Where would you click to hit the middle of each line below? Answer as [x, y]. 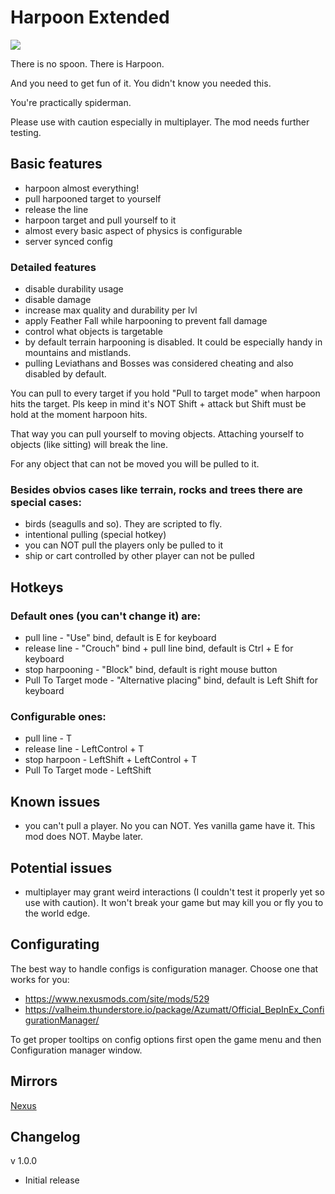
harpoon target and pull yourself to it [100, 220]
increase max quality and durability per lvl [111, 310]
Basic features [56, 164]
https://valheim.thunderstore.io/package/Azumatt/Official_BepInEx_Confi [174, 1009]
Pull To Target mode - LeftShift [88, 770]
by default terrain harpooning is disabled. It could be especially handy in [173, 342]
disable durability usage [74, 289]
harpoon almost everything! [82, 188]
